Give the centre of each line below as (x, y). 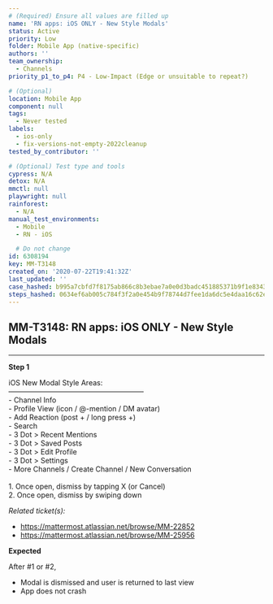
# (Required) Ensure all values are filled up (89, 16)
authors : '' (28, 54)
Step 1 (19, 367)
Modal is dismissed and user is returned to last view (107, 583)
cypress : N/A (30, 174)
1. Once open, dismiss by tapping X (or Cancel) (87, 487)
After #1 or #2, (32, 567)
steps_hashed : (32, 294)
